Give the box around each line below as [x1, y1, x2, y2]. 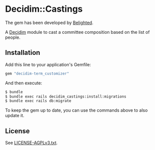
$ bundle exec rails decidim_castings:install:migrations [5, 94, 126, 99]
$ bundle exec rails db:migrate [5, 99, 71, 103]
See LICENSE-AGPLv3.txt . [5, 140, 58, 146]
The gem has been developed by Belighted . [5, 20, 93, 25]
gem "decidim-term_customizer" [5, 71, 69, 76]
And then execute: [5, 80, 42, 86]
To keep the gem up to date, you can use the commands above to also [5, 107, 148, 113]
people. [5, 34, 21, 40]
